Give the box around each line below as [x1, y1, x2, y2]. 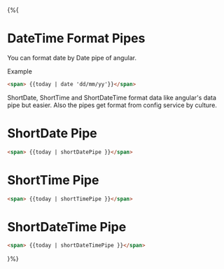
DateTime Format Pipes [7, 31, 146, 46]
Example [7, 67, 33, 76]
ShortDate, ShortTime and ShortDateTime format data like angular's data [7, 93, 217, 102]
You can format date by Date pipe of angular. [7, 53, 136, 62]
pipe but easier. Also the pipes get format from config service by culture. [7, 101, 217, 109]
